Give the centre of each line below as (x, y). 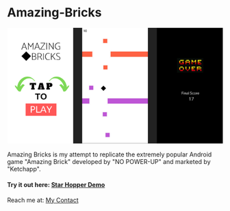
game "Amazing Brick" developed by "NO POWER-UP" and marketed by (109, 162)
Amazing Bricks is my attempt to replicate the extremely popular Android (110, 154)
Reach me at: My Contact (43, 200)
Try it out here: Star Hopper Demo (56, 184)
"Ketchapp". (24, 169)
